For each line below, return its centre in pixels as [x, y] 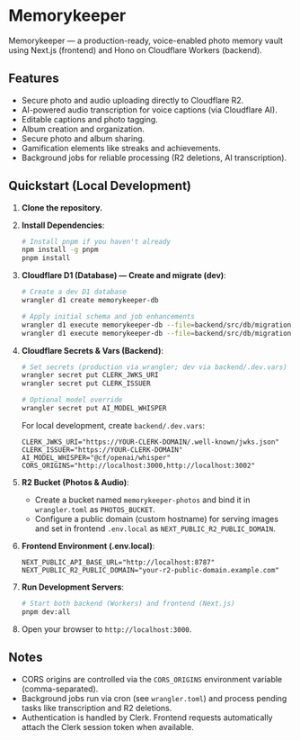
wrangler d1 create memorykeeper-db [90, 301]
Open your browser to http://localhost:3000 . [106, 629]
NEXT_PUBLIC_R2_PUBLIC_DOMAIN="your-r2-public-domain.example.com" [150, 570]
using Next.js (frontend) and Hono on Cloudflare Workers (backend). [135, 50]
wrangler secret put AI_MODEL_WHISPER [94, 409]
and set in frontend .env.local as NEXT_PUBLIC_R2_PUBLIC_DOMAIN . [155, 528]
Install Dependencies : [63, 225]
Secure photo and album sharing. [83, 138]
